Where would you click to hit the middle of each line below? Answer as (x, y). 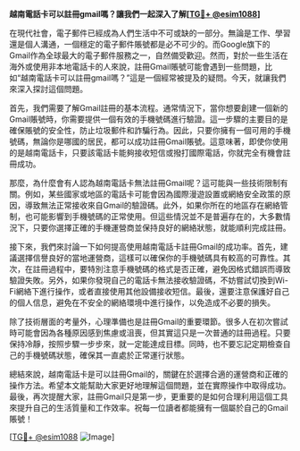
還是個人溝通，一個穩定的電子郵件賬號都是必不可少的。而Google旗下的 (140, 44)
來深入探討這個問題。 (48, 89)
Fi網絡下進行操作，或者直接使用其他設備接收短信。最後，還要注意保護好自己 (150, 291)
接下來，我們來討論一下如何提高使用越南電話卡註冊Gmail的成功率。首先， (145, 247)
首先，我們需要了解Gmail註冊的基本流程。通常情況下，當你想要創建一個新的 (149, 108)
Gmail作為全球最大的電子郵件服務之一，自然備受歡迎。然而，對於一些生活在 (149, 55)
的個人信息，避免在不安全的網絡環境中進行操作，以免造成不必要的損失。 (142, 302)
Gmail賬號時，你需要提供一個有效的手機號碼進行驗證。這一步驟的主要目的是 (149, 119)
